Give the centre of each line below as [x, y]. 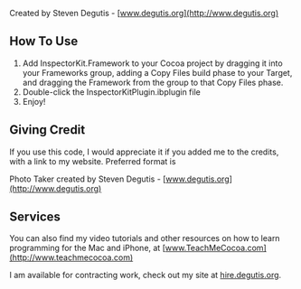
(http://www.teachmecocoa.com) [71, 257]
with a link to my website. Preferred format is [93, 161]
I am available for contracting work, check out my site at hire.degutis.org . [146, 275]
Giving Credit [47, 130]
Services [35, 217]
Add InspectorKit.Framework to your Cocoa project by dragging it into [152, 63]
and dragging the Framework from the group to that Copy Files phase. [153, 82]
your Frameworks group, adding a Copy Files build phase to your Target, [157, 72]
